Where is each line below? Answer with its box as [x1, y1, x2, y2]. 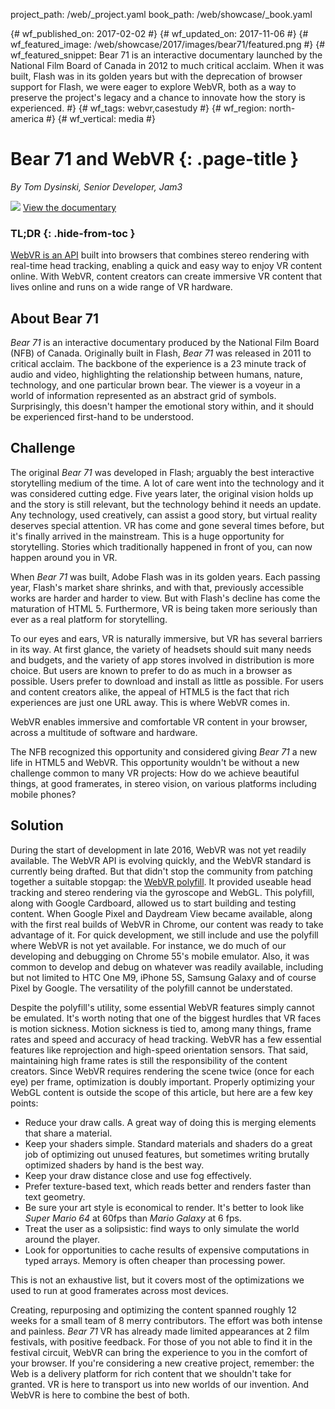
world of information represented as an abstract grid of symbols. [10, 390, 277, 402]
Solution [10, 817, 64, 834]
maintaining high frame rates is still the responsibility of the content [10, 1054, 288, 1066]
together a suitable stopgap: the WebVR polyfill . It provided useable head [10, 875, 312, 888]
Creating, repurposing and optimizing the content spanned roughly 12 [10, 1304, 297, 1316]
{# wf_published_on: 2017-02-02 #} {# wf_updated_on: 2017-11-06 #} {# [10, 28, 309, 39]
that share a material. [24, 1127, 113, 1139]
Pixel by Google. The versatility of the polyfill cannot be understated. [10, 982, 293, 994]
